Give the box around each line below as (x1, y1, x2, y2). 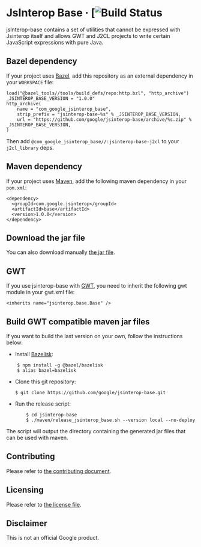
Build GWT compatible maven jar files (6, 317, 150, 327)
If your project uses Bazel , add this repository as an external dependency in (6, 72, 193, 79)
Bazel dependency (6, 56, 77, 66)
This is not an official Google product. (6, 534, 99, 542)
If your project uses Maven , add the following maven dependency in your (6, 178, 187, 185)
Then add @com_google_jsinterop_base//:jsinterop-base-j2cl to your (6, 137, 179, 144)
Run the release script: (14, 400, 71, 407)
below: (6, 339, 23, 346)
